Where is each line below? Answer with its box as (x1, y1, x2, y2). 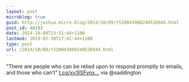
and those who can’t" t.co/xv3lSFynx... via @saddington (6, 69, 142, 76)
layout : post (6, 8, 38, 15)
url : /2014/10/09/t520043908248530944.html (6, 47, 114, 53)
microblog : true (6, 14, 46, 20)
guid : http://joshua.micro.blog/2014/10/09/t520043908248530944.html (6, 19, 180, 25)
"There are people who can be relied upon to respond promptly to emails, (6, 63, 183, 70)
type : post (6, 42, 33, 47)
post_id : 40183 (6, 25, 43, 31)
